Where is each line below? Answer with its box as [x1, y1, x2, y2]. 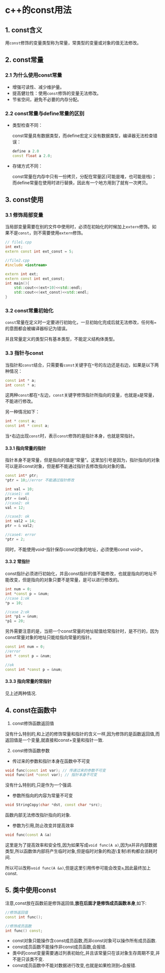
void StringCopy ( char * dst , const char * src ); [5, 803, 102, 808]
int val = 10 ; [5, 487, 34, 492]
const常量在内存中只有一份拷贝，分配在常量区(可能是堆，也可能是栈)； [12, 173, 157, 179]
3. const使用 [5, 196, 44, 204]
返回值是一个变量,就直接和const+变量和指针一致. [5, 737, 104, 743]
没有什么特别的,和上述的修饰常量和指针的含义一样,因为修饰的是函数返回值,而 [5, 731, 160, 737]
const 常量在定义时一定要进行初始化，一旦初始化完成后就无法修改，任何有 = [5, 319, 157, 325]
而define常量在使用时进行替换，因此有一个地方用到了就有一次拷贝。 [12, 179, 151, 186]
